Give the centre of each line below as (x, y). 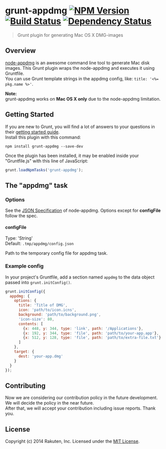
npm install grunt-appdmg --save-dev (44, 146)
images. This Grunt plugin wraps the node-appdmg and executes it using (80, 68)
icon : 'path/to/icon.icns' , (47, 310)
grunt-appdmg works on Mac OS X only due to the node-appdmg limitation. (83, 99)
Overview (21, 51)
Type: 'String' (19, 238)
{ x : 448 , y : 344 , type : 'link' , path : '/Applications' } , (83, 328)
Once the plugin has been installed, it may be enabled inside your (72, 155)
